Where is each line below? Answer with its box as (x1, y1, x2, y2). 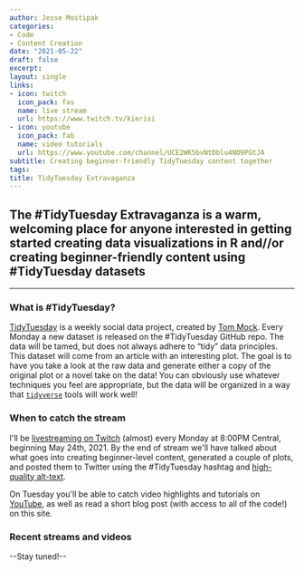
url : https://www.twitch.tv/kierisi (17, 114, 156, 123)
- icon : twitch (9, 89, 67, 98)
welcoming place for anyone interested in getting (9, 221, 292, 237)
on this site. (9, 508, 52, 518)
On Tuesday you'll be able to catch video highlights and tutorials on (9, 489, 261, 499)
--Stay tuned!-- (9, 550, 67, 562)
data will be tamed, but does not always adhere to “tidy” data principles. (9, 341, 279, 352)
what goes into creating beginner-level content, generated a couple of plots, (9, 451, 294, 462)
